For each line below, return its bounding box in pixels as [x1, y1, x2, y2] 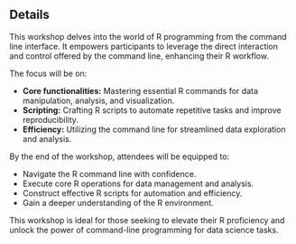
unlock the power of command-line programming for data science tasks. [9, 224, 279, 235]
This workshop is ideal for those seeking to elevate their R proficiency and [9, 214, 285, 225]
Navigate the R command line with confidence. [22, 168, 197, 179]
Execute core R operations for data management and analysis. [22, 178, 254, 189]
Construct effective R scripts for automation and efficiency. [22, 187, 243, 198]
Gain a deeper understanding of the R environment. [22, 197, 214, 208]
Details [9, 7, 50, 23]
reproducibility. [22, 114, 79, 125]
